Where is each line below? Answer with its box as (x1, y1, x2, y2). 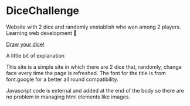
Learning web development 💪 (6, 29, 77, 36)
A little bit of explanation (6, 52, 65, 59)
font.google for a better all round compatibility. (6, 76, 118, 83)
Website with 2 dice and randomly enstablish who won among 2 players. (6, 23, 181, 30)
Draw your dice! (6, 41, 45, 48)
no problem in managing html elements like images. (6, 93, 131, 100)
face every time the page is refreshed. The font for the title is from (6, 69, 166, 76)
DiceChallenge (6, 4, 80, 17)
